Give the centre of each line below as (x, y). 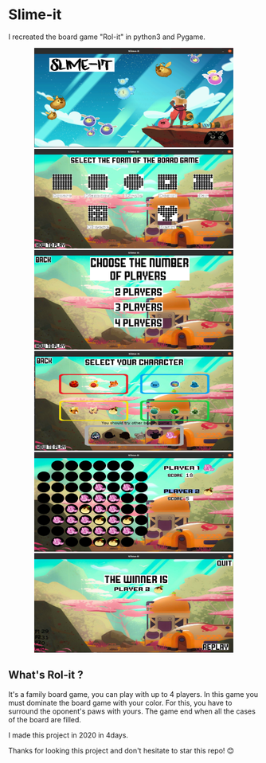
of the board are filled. (45, 719)
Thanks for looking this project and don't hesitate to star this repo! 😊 (121, 750)
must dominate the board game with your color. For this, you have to (120, 702)
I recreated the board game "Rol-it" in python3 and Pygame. (107, 37)
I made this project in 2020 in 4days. (68, 735)
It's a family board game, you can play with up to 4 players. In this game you (133, 694)
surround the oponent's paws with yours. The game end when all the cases (132, 711)
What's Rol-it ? (46, 675)
